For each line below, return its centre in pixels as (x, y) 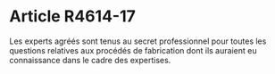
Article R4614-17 (73, 16)
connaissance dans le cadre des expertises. (90, 60)
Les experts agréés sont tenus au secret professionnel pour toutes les (138, 41)
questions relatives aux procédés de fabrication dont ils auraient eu (133, 50)
